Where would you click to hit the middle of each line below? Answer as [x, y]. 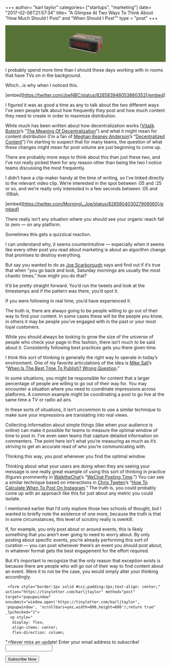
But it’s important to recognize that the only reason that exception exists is [83, 560]
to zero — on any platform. [33, 224]
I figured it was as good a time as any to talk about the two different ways [82, 105]
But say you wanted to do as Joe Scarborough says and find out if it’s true [83, 265]
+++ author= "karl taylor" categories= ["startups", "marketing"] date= [78, 7]
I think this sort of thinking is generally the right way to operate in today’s [81, 357]
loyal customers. [23, 327]
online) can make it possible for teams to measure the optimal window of [81, 430]
